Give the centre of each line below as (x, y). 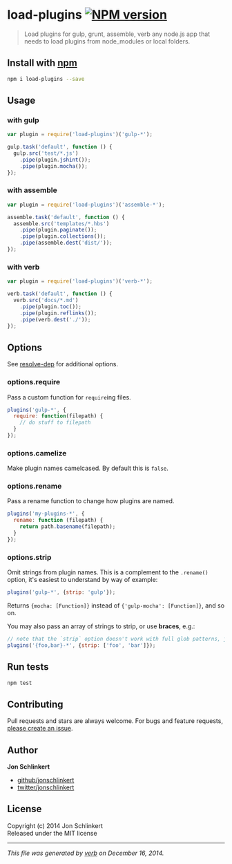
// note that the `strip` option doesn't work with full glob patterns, (114, 639)
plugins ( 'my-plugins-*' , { (46, 514)
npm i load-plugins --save (46, 79)
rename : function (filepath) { (58, 520)
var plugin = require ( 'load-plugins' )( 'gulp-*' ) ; (80, 135)
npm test (20, 683)
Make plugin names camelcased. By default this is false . (88, 468)
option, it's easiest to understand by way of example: (83, 580)
